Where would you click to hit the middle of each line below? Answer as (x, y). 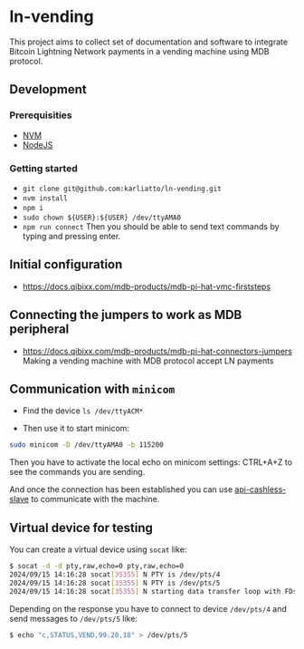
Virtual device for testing (81, 528)
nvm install (45, 198)
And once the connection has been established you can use (121, 489)
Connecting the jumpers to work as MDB (126, 315)
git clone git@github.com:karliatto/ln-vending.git (122, 189)
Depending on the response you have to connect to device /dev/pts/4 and (148, 608)
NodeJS (38, 145)
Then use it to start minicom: (76, 429)
